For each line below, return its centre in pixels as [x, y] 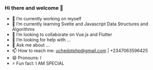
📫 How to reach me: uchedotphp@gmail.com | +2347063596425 [80, 51]
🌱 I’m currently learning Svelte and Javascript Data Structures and [80, 24]
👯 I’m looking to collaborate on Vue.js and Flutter [62, 35]
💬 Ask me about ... [31, 45]
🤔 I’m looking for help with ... [41, 40]
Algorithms [23, 29]
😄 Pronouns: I [27, 58]
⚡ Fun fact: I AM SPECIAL [38, 64]
